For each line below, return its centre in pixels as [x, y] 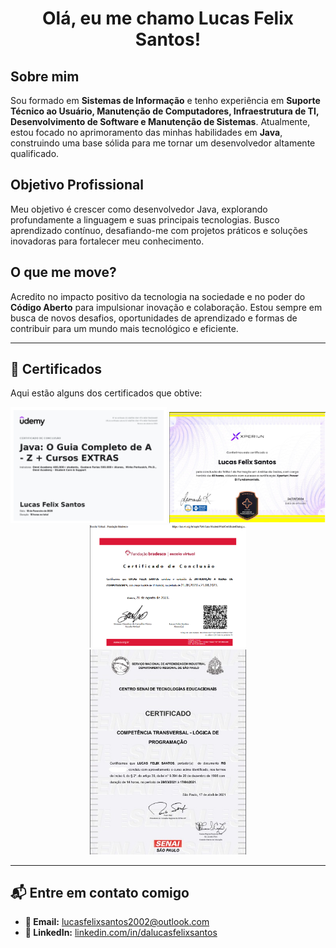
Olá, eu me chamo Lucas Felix [168, 18]
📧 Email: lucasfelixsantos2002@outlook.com [117, 922]
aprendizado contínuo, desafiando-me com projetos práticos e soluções [159, 230]
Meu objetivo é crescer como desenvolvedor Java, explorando [139, 209]
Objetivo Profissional [77, 185]
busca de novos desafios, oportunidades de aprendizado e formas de [154, 318]
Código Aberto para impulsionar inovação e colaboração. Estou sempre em [166, 307]
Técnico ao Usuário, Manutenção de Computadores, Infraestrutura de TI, [165, 111]
